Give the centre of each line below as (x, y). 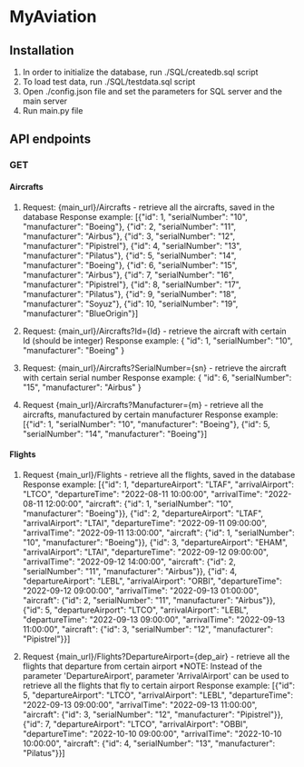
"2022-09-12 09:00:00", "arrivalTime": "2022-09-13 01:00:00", (141, 590)
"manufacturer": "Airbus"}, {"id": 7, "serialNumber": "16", (128, 274)
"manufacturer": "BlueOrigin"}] (80, 313)
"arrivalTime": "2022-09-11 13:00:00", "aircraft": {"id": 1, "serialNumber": (158, 533)
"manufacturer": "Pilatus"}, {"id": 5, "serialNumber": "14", (129, 255)
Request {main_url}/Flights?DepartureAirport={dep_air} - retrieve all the (156, 656)
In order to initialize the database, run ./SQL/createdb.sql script (140, 72)
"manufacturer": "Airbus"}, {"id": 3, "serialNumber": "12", (129, 236)
